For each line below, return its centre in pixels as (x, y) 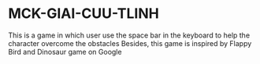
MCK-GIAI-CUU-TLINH (84, 14)
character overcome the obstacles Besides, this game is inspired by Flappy (130, 43)
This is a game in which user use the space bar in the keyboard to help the (129, 35)
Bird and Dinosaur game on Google (65, 52)
